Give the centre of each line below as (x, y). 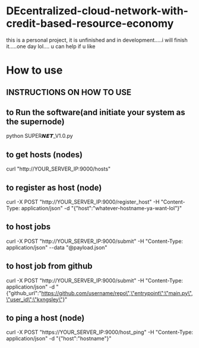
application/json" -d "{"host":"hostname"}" (59, 338)
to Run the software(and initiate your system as (96, 112)
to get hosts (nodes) (45, 155)
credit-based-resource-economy (90, 23)
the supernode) (35, 121)
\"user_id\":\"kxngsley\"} (36, 299)
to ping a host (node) (45, 318)
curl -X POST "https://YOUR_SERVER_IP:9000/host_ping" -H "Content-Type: (100, 332)
